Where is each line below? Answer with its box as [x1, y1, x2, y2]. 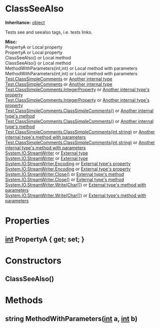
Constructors [5, 255, 62, 266]
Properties [5, 215, 50, 227]
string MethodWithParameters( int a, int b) [5, 315, 138, 323]
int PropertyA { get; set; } [5, 235, 85, 243]
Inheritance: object [5, 19, 45, 25]
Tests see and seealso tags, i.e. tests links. [5, 29, 93, 35]
